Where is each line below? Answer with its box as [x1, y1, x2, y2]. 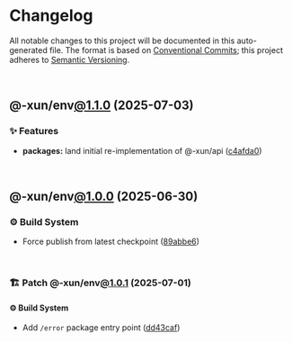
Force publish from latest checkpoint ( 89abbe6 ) [22, 236, 200, 247]
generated [9, 44, 48, 55]
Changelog [9, 5, 93, 26]
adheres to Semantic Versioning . [9, 54, 130, 65]
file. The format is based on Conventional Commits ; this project [49, 44, 283, 55]
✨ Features [9, 125, 59, 138]
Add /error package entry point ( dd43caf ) [22, 322, 181, 333]
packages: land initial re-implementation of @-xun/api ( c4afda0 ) [22, 145, 262, 156]
